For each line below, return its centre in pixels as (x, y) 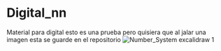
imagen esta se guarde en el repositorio (64, 39)
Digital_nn (37, 13)
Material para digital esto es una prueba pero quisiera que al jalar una (107, 32)
